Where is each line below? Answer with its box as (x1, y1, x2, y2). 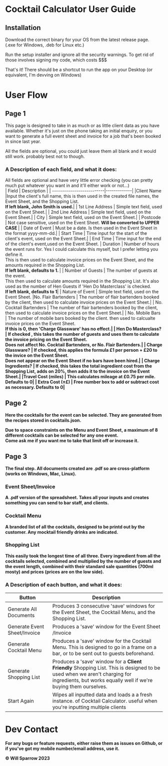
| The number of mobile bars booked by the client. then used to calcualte (5, 315, 155, 321)
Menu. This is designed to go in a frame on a (52, 644, 156, 651)
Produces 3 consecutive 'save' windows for (52, 603, 155, 610)
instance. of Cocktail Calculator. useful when (52, 698, 157, 705)
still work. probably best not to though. (5, 153, 85, 159)
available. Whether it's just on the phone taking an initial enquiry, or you (5, 128, 152, 133)
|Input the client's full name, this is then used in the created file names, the (5, 193, 159, 199)
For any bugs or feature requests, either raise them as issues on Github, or (5, 741, 163, 747)
